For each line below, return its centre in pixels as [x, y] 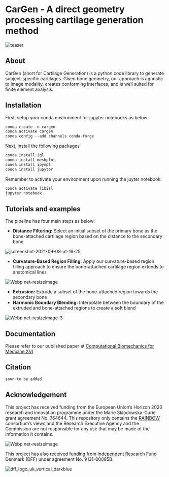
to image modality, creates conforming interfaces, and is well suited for [79, 84]
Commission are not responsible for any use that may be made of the [78, 429]
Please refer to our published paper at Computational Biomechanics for [80, 346]
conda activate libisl [29, 188]
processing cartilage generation [74, 20]
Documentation [30, 334]
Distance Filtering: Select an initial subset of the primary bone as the [85, 231]
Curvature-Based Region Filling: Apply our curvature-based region [83, 261]
